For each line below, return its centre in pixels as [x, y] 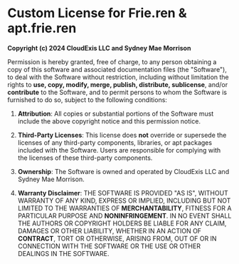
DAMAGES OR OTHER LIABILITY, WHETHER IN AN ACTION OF [109, 230]
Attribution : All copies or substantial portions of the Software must [116, 113]
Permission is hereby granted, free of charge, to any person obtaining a [112, 61]
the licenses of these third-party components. [85, 158]
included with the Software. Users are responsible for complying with [119, 150]
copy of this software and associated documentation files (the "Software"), [117, 69]
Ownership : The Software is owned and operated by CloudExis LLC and [123, 171]
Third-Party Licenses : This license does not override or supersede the [122, 135]
